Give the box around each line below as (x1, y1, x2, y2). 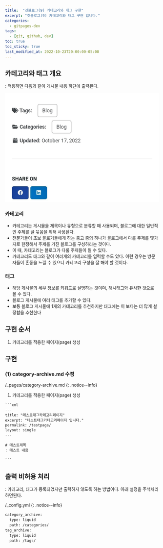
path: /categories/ (9, 523, 49, 527)
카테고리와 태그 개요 (5, 69, 61, 78)
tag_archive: (5, 527, 32, 533)
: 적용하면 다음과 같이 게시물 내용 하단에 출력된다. (5, 83, 99, 89)
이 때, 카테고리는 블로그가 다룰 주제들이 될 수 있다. (12, 247, 107, 253)
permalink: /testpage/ (5, 423, 51, 428)
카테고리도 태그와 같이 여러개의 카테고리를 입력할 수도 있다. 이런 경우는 (12, 253, 146, 259)
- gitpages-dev (9, 24, 41, 28)
